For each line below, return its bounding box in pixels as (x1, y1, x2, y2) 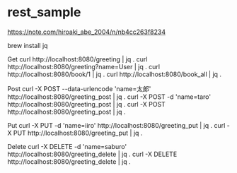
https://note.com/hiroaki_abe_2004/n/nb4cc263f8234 (7, 28, 166, 36)
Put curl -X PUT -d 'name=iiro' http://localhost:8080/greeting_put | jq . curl (7, 121, 226, 129)
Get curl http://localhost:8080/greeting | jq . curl (7, 54, 148, 64)
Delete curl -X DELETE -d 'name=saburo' (7, 142, 127, 150)
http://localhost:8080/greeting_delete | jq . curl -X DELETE (7, 150, 178, 158)
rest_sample (7, 4, 81, 20)
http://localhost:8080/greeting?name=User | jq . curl (7, 62, 161, 71)
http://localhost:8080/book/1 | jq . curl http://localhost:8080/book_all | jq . (7, 70, 221, 78)
